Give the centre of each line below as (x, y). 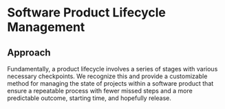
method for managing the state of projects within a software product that (110, 83)
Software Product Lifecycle (87, 13)
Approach (29, 52)
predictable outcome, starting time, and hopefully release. (89, 98)
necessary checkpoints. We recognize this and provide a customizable (107, 76)
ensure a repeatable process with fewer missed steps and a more (100, 91)
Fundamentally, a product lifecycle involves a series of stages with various (112, 69)
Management (46, 27)
